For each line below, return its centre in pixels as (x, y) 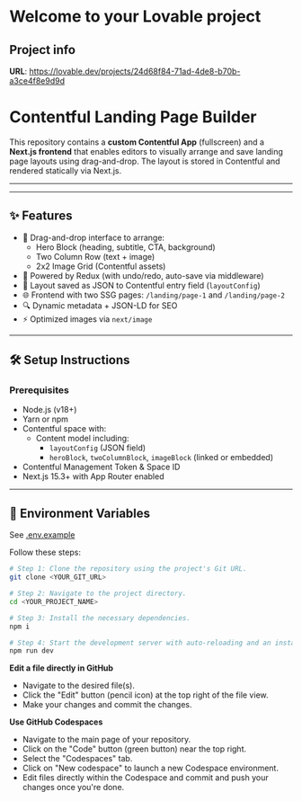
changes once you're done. (73, 788)
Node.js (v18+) (49, 410)
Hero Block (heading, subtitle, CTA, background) (125, 247)
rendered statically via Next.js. (66, 170)
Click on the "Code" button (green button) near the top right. (134, 749)
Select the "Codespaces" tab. (77, 759)
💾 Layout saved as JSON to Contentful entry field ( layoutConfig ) (141, 285)
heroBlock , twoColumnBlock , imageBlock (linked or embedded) (161, 458)
